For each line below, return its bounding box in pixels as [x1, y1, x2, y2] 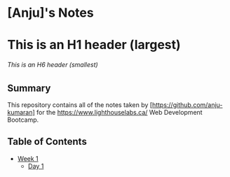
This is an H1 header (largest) [7, 37, 181, 53]
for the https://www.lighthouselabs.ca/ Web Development [36, 108, 203, 116]
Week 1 [17, 154, 39, 162]
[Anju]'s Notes [7, 5, 94, 21]
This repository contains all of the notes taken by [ [7, 101, 153, 109]
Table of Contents [7, 136, 88, 148]
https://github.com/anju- [151, 101, 223, 109]
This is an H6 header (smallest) [7, 60, 98, 69]
